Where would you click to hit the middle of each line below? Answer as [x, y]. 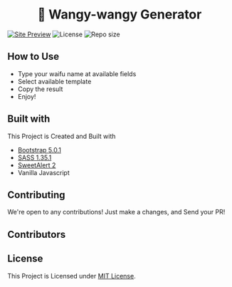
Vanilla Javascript [43, 172]
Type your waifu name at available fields [77, 73]
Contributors [37, 234]
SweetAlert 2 [37, 165]
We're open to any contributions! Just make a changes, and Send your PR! [116, 212]
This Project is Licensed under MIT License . [72, 276]
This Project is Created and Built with [62, 136]
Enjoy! [27, 96]
